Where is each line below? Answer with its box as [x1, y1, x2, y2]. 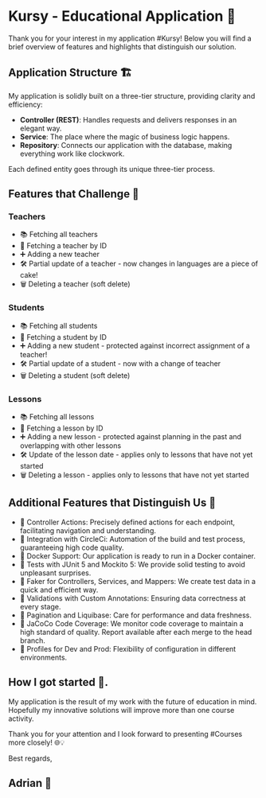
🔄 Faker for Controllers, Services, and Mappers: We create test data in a [19, 576, 256, 586]
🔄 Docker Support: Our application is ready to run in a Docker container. [19, 551, 256, 560]
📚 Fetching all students [19, 321, 98, 330]
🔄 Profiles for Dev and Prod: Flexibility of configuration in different [19, 644, 237, 653]
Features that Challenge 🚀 [8, 187, 139, 201]
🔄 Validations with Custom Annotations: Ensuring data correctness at [19, 593, 246, 603]
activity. [8, 714, 34, 723]
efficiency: [8, 99, 43, 109]
